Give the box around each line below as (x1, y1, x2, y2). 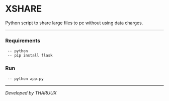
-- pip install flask (7, 53, 53, 58)
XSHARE (5, 3, 42, 15)
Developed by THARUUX (5, 89, 57, 96)
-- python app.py (7, 76, 44, 81)
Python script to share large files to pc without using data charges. (5, 20, 143, 26)
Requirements (5, 37, 41, 44)
